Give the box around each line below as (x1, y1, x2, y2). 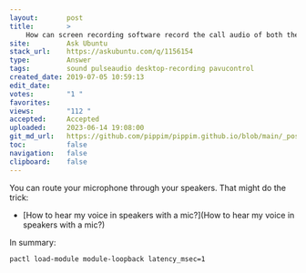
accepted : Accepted (9, 115, 100, 124)
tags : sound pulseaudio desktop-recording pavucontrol (9, 65, 255, 74)
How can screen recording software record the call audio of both (25, 30, 283, 39)
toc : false (9, 140, 88, 149)
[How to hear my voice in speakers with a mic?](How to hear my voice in (22, 209, 295, 220)
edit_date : (9, 81, 51, 90)
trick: (9, 192, 29, 203)
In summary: (9, 237, 56, 248)
